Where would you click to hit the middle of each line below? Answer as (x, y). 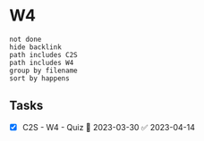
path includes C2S (43, 54)
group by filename (43, 70)
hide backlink (36, 47)
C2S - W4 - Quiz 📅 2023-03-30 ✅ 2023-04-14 (108, 127)
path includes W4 (42, 62)
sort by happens (39, 78)
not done (25, 39)
